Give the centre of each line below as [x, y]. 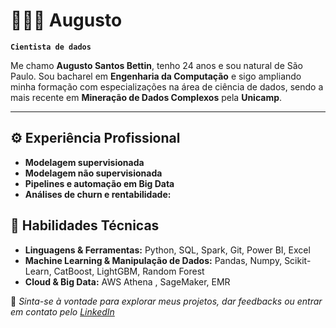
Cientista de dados [51, 47]
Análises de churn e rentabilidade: [98, 194]
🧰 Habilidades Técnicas [85, 225]
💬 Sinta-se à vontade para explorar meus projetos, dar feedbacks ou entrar [166, 301]
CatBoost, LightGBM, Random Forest [129, 271]
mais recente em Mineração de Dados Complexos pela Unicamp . [146, 97]
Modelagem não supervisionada [93, 173]
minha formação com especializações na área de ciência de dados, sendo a [167, 86]
